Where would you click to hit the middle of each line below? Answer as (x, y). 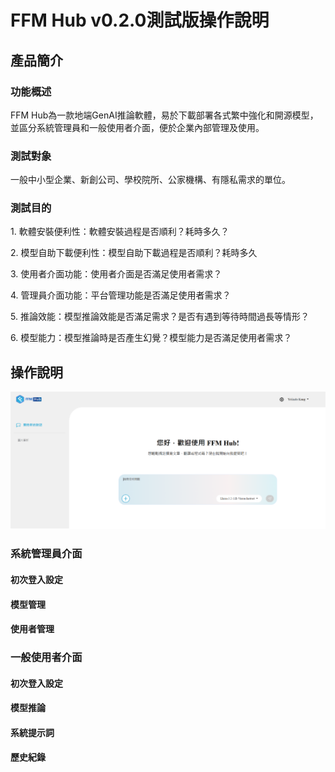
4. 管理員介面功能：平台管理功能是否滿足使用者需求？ (121, 295)
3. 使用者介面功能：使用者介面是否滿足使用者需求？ (116, 274)
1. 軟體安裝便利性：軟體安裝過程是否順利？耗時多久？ (120, 232)
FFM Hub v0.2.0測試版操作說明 (140, 20)
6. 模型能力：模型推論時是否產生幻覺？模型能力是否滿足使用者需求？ (151, 338)
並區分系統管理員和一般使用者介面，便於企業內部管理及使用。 (137, 127)
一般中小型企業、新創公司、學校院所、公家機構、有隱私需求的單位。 (150, 180)
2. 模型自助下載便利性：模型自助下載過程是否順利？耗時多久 (134, 253)
